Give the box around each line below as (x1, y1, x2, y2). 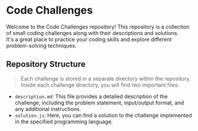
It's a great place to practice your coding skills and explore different (6, 36, 172, 43)
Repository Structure (6, 59, 86, 69)
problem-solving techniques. (6, 42, 77, 49)
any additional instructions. (14, 105, 81, 113)
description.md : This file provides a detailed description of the (14, 92, 168, 100)
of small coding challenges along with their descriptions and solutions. (6, 29, 179, 36)
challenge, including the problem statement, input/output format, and (14, 99, 184, 106)
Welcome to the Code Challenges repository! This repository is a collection (6, 23, 190, 30)
